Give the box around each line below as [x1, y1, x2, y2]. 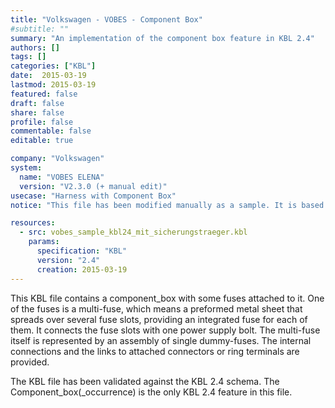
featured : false [10, 89, 78, 99]
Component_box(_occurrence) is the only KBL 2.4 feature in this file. [10, 386, 293, 398]
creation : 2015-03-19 [36, 264, 128, 275]
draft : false [10, 98, 65, 108]
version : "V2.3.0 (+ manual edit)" [19, 181, 168, 191]
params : [28, 237, 60, 247]
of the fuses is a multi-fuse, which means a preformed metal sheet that [10, 302, 303, 315]
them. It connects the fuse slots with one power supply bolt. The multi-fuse [10, 324, 321, 336]
